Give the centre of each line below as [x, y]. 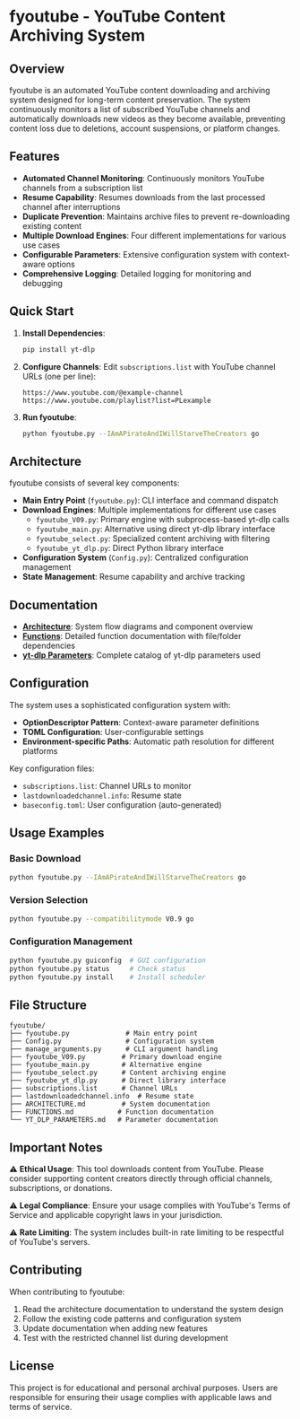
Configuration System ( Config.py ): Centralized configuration [135, 557]
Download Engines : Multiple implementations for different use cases [149, 510]
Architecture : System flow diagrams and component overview [137, 626]
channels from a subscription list [82, 188]
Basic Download [45, 859]
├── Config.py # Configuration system [112, 1042]
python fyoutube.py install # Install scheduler [107, 977]
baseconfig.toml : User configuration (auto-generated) [122, 804]
